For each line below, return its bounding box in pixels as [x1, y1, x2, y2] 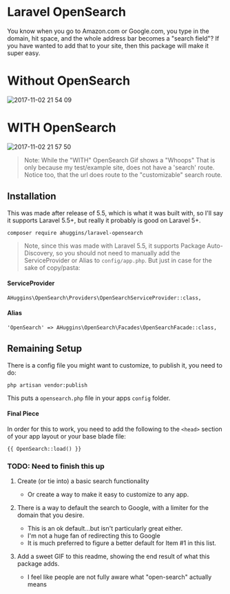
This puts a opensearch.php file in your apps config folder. [7, 394, 171, 402]
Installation [7, 191, 56, 202]
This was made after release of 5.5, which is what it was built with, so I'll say [7, 209, 224, 217]
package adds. [17, 560, 60, 568]
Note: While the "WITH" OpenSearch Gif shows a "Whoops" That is [23, 156, 216, 164]
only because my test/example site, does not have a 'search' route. [23, 163, 215, 171]
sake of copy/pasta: [23, 263, 81, 272]
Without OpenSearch [7, 73, 131, 89]
